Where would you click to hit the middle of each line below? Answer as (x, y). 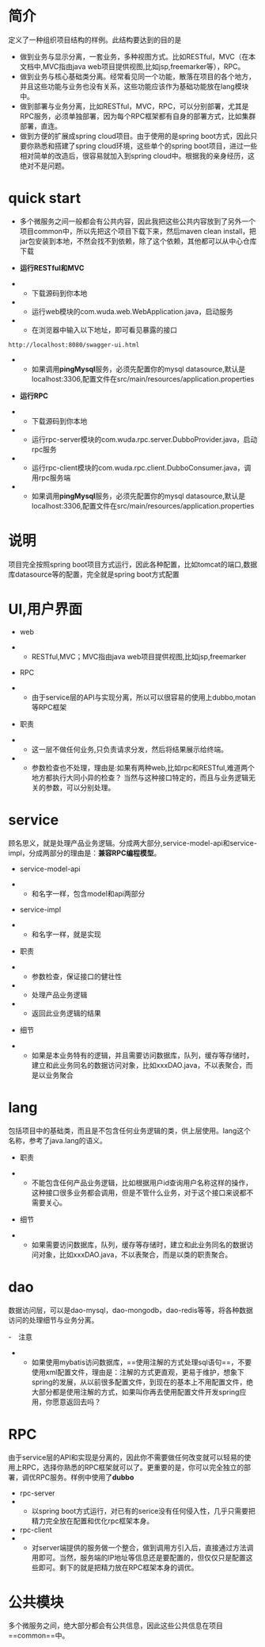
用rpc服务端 (51, 478)
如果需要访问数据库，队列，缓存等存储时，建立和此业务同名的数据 (139, 1244)
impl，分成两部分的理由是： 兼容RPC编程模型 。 (85, 853)
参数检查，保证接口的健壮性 (77, 976)
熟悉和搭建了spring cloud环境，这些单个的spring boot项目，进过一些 (146, 146)
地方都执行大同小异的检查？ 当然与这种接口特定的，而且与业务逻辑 (140, 777)
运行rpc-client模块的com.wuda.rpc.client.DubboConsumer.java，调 (141, 467)
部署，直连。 (40, 126)
